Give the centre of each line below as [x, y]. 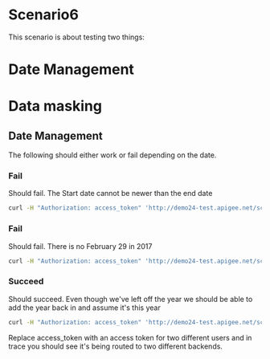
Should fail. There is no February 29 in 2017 [80, 246]
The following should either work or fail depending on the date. [112, 155]
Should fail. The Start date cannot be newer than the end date [110, 194]
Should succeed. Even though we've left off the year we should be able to [131, 299]
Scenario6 [43, 15]
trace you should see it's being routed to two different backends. [116, 346]
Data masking [55, 106]
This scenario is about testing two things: [76, 37]
